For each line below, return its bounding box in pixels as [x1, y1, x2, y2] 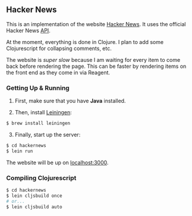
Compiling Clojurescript [6, 174, 77, 182]
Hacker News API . [6, 27, 51, 34]
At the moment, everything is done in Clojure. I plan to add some [6, 38, 164, 45]
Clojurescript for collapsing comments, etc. [6, 45, 112, 52]
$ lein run [6, 148, 33, 154]
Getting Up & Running [6, 83, 70, 92]
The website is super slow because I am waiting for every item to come [6, 56, 181, 63]
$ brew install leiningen [6, 120, 70, 127]
